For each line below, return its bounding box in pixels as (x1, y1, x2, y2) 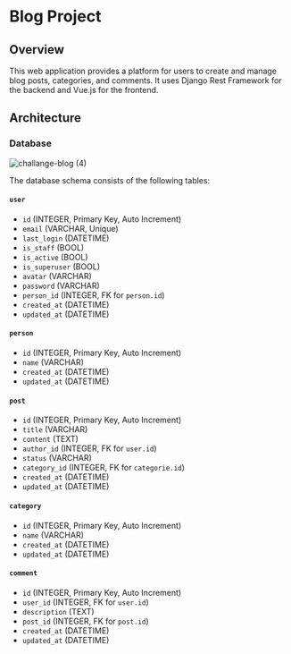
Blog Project (9, 6, 102, 27)
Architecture (9, 110, 82, 126)
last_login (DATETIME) (21, 233, 110, 243)
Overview (9, 42, 65, 57)
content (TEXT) (21, 434, 79, 445)
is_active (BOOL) (21, 251, 88, 262)
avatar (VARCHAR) (21, 270, 92, 281)
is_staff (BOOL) (21, 242, 85, 252)
